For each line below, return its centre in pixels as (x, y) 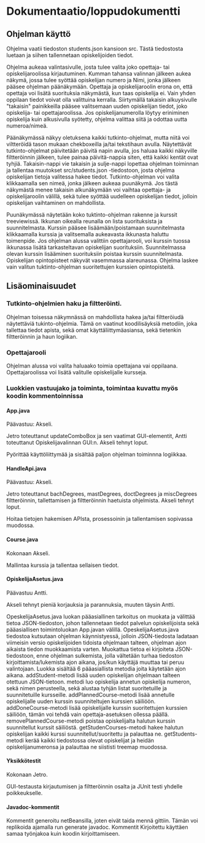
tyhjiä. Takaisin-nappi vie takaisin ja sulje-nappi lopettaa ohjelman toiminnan (103, 164)
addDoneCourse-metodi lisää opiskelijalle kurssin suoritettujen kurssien (97, 707)
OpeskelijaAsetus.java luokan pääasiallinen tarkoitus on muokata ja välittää (101, 616)
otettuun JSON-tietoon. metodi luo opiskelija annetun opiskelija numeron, (99, 682)
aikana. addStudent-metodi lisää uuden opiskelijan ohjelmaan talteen (93, 675)
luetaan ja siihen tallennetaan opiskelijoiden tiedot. (70, 55)
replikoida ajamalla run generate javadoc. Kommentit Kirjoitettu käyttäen (97, 827)
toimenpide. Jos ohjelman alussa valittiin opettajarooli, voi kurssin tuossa (98, 241)
